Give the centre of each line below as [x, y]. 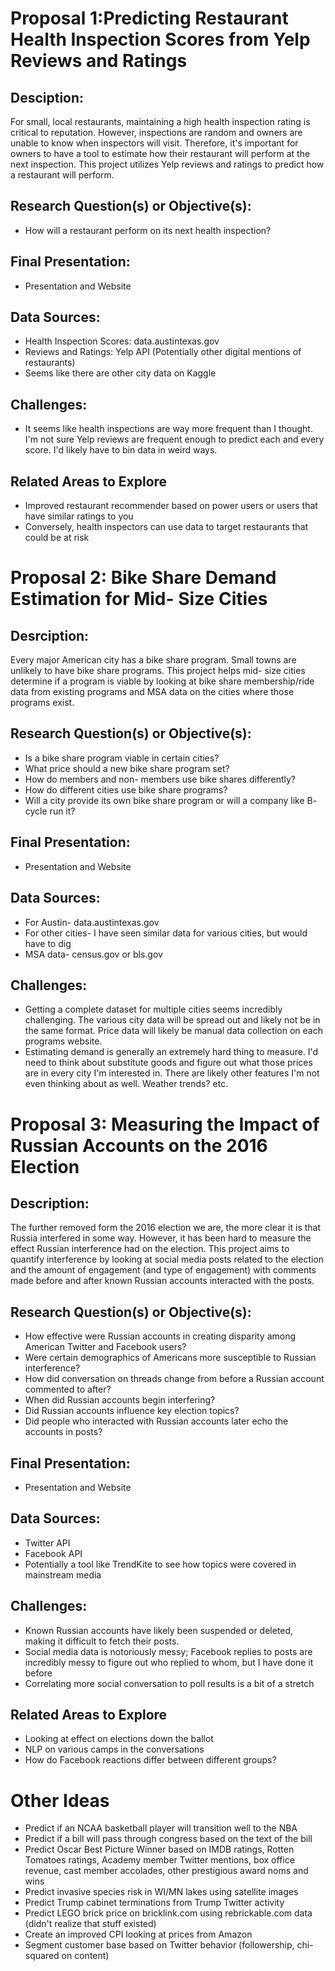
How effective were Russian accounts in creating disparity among [160, 1336]
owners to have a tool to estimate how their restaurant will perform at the [160, 153]
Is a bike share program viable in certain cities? [122, 758]
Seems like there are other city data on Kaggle [120, 373]
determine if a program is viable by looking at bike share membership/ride [162, 681]
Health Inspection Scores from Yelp [160, 39]
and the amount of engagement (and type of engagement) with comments [163, 1270]
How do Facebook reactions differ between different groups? [150, 1760]
